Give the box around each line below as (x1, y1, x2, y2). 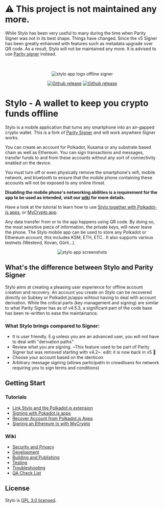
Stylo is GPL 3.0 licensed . (5, 497, 57, 503)
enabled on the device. (5, 160, 51, 165)
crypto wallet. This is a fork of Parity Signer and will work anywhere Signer (5, 129, 156, 135)
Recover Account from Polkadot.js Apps (12, 415, 93, 421)
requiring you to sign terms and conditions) (12, 365, 99, 371)
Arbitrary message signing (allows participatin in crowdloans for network (12, 359, 159, 365)
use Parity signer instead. (5, 51, 57, 57)
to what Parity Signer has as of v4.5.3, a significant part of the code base (5, 305, 153, 311)
